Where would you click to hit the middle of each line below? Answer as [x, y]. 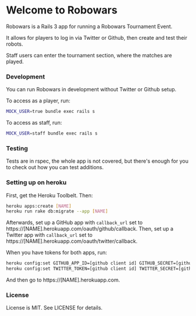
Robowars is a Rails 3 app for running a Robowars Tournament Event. [89, 26]
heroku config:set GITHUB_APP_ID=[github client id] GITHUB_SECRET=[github [100, 263]
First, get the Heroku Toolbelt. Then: [50, 195]
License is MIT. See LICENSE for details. [55, 308]
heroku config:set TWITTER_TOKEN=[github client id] [71, 269]
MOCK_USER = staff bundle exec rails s [52, 133]
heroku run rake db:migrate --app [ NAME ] [57, 211]
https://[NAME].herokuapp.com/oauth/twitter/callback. [72, 241]
